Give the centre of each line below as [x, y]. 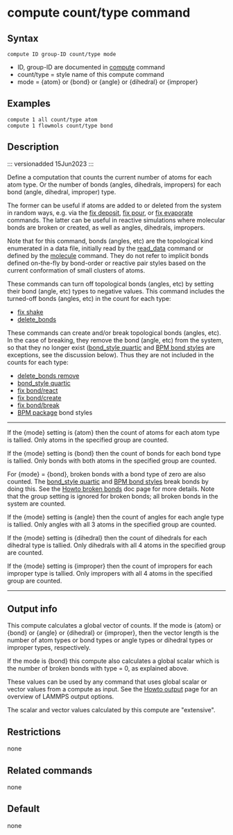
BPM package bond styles [55, 412]
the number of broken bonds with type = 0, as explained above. [98, 669]
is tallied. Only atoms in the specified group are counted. [88, 440]
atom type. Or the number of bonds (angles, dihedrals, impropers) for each [114, 184]
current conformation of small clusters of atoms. [76, 270]
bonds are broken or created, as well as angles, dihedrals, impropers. [106, 227]
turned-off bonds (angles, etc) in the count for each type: [89, 298]
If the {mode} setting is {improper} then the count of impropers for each [110, 566]
